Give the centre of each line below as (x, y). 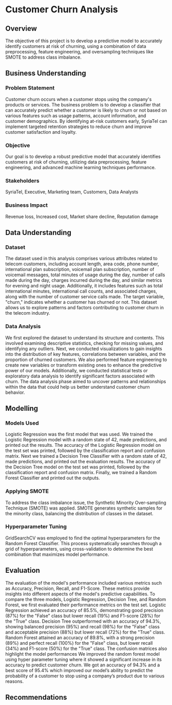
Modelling (22, 408)
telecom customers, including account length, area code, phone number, (82, 264)
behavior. (15, 392)
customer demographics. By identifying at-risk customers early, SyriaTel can (86, 121)
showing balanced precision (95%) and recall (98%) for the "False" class (83, 626)
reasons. (15, 681)
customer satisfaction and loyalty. (41, 132)
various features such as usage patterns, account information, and (76, 115)
